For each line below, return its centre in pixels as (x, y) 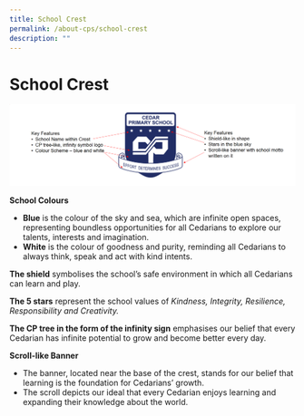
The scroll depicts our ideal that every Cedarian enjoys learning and (149, 392)
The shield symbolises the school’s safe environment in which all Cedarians (151, 274)
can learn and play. (45, 283)
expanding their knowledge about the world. (105, 401)
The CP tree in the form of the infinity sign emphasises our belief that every (152, 328)
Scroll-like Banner (44, 355)
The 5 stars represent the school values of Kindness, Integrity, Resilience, (147, 301)
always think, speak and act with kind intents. (108, 256)
